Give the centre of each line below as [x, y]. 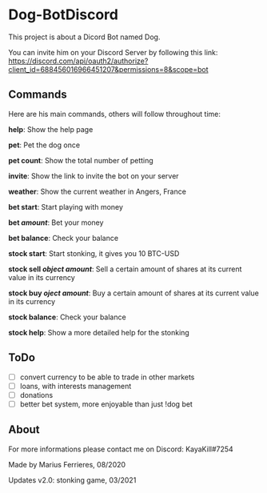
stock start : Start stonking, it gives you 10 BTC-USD [94, 253]
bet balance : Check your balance [63, 238]
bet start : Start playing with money [66, 206]
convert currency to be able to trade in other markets [107, 377]
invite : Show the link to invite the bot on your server [94, 176]
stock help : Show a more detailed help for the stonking [99, 332]
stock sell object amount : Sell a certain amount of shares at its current [125, 269]
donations [36, 395]
